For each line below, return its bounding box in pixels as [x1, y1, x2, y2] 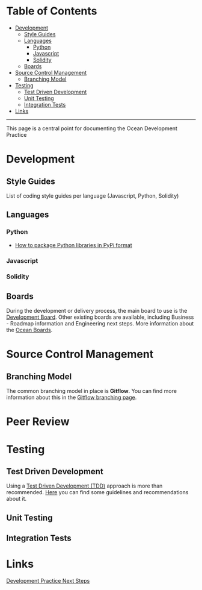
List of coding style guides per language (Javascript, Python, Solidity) [6, 192, 179, 199]
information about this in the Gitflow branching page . [6, 394, 137, 401]
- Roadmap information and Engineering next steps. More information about [6, 320, 194, 327]
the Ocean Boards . [6, 327, 53, 334]
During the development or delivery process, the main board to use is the [6, 307, 188, 315]
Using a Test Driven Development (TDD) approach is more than [6, 482, 163, 489]
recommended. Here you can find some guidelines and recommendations [6, 489, 189, 496]
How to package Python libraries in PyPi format [14, 241, 132, 248]
